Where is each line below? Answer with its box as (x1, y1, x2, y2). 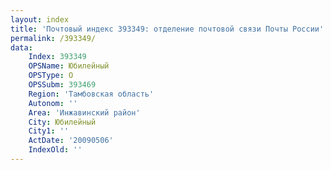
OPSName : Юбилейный (28, 61, 110, 71)
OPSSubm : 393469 (28, 80, 97, 90)
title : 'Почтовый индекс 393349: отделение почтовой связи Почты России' (10, 24, 325, 34)
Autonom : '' (28, 98, 78, 108)
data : (10, 42, 33, 53)
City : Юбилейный (28, 117, 97, 127)
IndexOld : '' (28, 145, 83, 155)
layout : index (10, 14, 70, 25)
